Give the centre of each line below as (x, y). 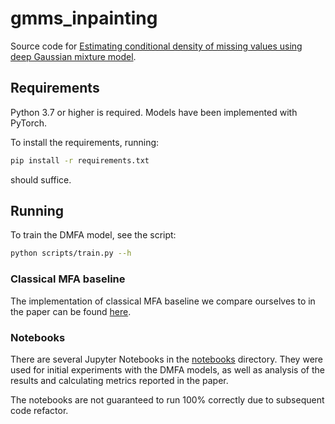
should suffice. (41, 179)
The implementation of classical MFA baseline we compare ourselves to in (163, 301)
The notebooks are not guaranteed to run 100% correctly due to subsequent (167, 399)
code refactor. (39, 410)
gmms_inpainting (84, 18)
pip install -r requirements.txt (80, 160)
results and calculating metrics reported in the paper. (119, 380)
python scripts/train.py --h (71, 253)
